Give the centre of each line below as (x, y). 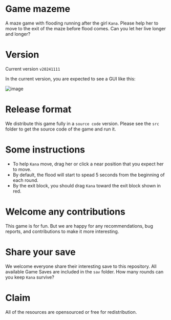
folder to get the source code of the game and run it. (61, 129)
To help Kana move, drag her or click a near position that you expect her (88, 164)
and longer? (18, 34)
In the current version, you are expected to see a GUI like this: (70, 79)
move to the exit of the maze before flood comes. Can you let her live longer (86, 28)
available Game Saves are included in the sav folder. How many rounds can (84, 271)
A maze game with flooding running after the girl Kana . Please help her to (82, 23)
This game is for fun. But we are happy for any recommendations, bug (79, 226)
